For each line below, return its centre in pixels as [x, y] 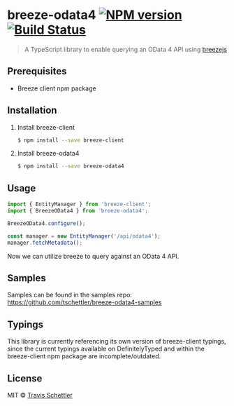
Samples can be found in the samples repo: [70, 295]
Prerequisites [37, 71]
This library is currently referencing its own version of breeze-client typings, [117, 341]
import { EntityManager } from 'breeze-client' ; [79, 204]
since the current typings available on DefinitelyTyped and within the [106, 349]
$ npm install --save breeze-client [71, 140]
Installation [32, 110]
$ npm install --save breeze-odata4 [71, 166]
